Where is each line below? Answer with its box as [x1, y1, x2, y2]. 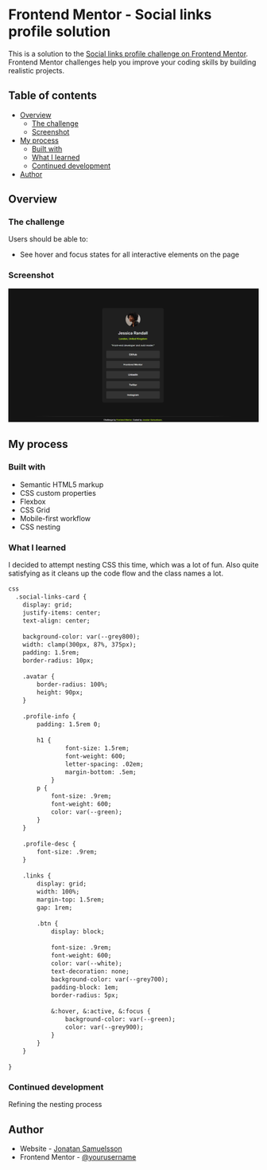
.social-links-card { [15, 592, 87, 601]
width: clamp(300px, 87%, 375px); [22, 640, 137, 649]
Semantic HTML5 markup [19, 480, 104, 489]
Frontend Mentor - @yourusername [19, 1152, 137, 1162]
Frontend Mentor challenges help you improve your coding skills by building [8, 57, 257, 67]
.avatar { [22, 672, 56, 681]
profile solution [8, 22, 111, 41]
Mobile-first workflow [19, 513, 91, 523]
